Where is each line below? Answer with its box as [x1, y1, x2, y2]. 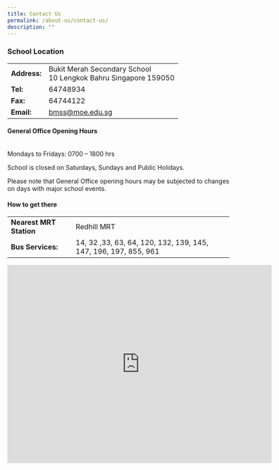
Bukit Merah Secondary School [48, 64, 151, 74]
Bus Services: [11, 242, 58, 252]
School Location [7, 47, 65, 56]
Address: [11, 68, 42, 78]
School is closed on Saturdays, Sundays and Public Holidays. [7, 163, 185, 171]
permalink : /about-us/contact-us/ [7, 17, 109, 24]
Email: [11, 107, 32, 117]
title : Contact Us [7, 10, 61, 18]
